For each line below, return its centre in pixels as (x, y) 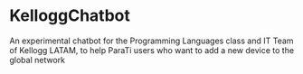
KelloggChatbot (70, 16)
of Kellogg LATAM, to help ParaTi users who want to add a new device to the (152, 50)
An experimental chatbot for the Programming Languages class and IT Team (151, 41)
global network (38, 60)
